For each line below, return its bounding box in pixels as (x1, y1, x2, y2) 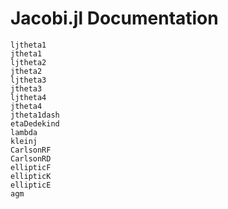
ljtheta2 (10, 57, 47, 67)
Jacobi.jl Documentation (10, 7, 219, 30)
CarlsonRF (10, 145, 52, 155)
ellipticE (10, 180, 52, 190)
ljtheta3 (10, 75, 47, 85)
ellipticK (10, 171, 52, 181)
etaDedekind (10, 118, 60, 129)
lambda (10, 127, 38, 137)
